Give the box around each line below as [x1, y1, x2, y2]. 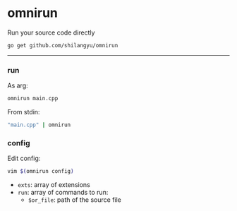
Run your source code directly [7, 28, 95, 37]
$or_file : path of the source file [28, 195, 122, 204]
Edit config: [7, 154, 41, 163]
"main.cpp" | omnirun [7, 121, 71, 128]
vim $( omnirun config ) [7, 168, 74, 175]
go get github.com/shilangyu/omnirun [7, 42, 119, 49]
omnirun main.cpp [7, 95, 59, 102]
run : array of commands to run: [17, 188, 109, 197]
